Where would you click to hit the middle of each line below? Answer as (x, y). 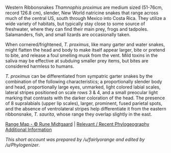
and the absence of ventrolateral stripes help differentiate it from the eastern (86, 109)
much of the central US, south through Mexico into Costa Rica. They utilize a (86, 18)
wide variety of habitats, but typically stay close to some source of (75, 24)
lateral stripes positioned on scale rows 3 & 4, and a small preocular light (82, 92)
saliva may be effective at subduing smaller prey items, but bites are (77, 61)
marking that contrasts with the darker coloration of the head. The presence (85, 98)
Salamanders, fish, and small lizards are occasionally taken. (68, 35)
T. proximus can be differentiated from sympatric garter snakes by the (79, 76)
